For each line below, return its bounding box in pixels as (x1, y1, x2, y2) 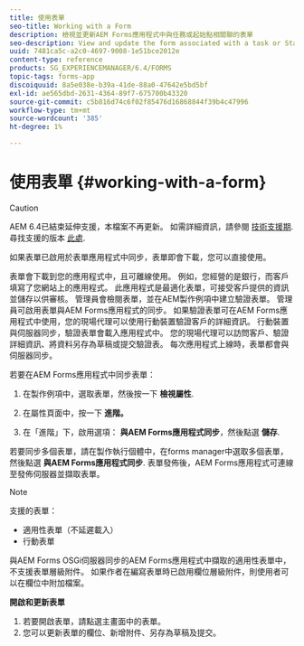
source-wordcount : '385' (9, 114, 103, 123)
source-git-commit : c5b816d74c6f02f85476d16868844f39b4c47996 (9, 97, 249, 107)
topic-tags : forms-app (9, 72, 95, 81)
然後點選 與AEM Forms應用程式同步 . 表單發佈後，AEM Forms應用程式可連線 (9, 457, 294, 468)
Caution (9, 202, 39, 213)
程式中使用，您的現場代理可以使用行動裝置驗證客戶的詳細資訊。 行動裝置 (16, 315, 290, 326)
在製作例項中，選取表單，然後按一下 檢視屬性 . (22, 388, 195, 398)
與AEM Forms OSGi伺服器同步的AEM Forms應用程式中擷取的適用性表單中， (9, 555, 291, 566)
